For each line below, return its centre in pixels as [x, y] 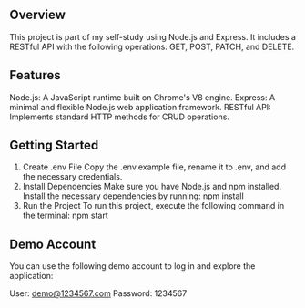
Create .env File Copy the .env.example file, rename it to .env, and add [154, 167]
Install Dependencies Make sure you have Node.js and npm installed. [152, 187]
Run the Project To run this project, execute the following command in [153, 206]
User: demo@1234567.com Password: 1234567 [98, 293]
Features [35, 75]
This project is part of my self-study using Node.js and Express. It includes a [152, 36]
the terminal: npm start [66, 216]
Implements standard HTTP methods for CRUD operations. [120, 117]
